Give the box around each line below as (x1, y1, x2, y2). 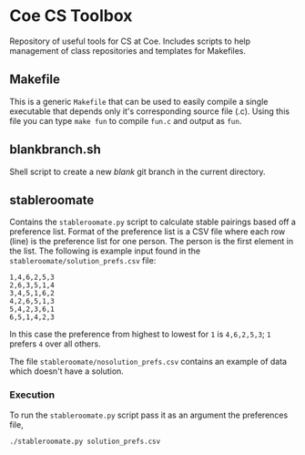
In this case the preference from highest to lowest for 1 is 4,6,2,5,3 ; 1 (9, 329, 271, 340)
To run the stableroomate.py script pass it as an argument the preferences (9, 409, 289, 420)
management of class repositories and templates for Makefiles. (9, 45, 247, 56)
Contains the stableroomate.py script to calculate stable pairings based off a (9, 216, 296, 228)
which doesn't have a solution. (9, 366, 125, 377)
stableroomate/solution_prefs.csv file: (9, 255, 157, 266)
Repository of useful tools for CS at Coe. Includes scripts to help (9, 36, 251, 47)
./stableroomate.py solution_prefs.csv (9, 437, 161, 446)
